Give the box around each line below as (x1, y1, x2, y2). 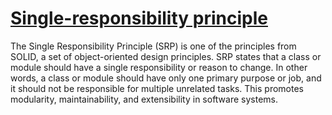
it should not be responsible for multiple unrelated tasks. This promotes (10, 82, 304, 94)
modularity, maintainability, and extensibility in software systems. (10, 93, 279, 105)
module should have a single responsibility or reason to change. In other (10, 61, 308, 73)
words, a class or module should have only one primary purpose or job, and (10, 72, 322, 84)
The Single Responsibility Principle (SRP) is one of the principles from (10, 40, 297, 52)
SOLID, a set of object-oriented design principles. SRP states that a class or (10, 50, 322, 62)
